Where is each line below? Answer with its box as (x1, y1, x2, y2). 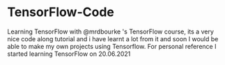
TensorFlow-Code (7, 4, 115, 20)
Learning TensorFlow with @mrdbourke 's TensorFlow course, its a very (7, 27, 215, 36)
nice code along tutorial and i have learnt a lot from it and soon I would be (7, 34, 219, 43)
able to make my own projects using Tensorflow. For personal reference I (7, 42, 217, 50)
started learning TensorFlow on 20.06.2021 (7, 50, 131, 58)
